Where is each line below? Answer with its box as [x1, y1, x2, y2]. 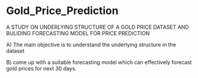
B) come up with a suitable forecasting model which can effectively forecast [6, 59, 192, 66]
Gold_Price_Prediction [6, 4, 119, 18]
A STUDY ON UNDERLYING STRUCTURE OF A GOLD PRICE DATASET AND [6, 23, 189, 30]
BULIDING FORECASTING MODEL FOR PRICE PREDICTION [6, 29, 150, 36]
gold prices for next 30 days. [6, 65, 77, 72]
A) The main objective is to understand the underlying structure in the [6, 41, 177, 48]
